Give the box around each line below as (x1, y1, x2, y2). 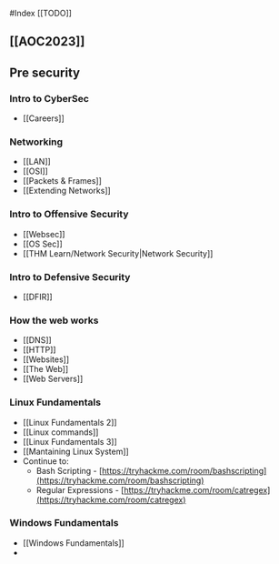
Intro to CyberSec (9, 92, 89, 105)
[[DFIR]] (22, 291, 53, 302)
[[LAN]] (22, 156, 52, 167)
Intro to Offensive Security (9, 208, 129, 221)
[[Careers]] (22, 113, 65, 124)
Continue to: (22, 455, 70, 467)
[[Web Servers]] (22, 373, 84, 385)
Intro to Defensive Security (9, 270, 131, 283)
